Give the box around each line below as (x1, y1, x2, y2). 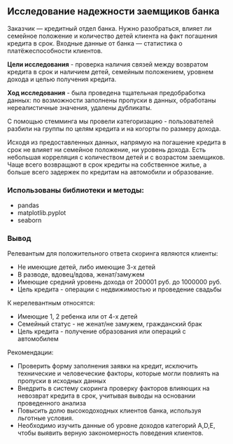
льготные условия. (17, 414, 74, 422)
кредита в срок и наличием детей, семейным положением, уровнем (7, 67, 213, 76)
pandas (17, 201, 40, 209)
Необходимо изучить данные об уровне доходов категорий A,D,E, (17, 422, 216, 430)
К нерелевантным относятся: (7, 299, 96, 307)
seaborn (17, 216, 42, 225)
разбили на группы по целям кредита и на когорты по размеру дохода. (7, 124, 221, 132)
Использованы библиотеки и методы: (7, 185, 145, 195)
